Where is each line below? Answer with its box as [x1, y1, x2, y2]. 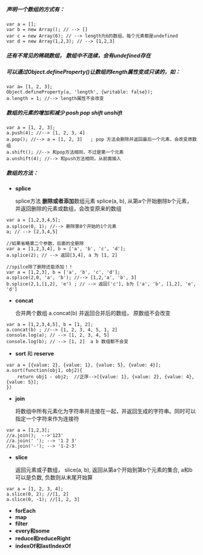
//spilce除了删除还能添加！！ [6, 264, 74, 270]
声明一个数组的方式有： [6, 5, 65, 13]
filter [15, 520, 28, 527]
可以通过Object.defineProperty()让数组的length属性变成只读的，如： [6, 68, 181, 75]
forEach [15, 507, 36, 514]
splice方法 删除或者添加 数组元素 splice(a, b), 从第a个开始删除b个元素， [15, 198, 193, 205]
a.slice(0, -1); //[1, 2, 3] [6, 497, 80, 503]
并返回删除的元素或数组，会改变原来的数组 [15, 205, 122, 212]
